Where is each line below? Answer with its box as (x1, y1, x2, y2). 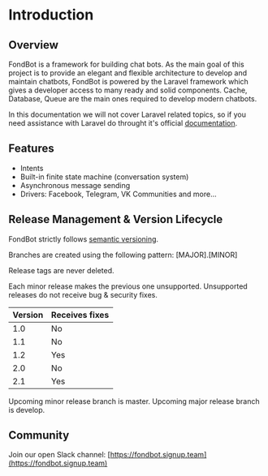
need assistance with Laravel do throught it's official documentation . (8, 118, 238, 127)
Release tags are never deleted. (8, 265, 115, 275)
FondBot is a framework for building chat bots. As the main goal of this (8, 59, 245, 69)
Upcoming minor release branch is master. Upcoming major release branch (8, 396, 260, 406)
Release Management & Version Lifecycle (8, 212, 223, 226)
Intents (19, 163, 44, 173)
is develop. (8, 405, 45, 414)
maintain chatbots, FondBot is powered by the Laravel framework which (8, 77, 249, 86)
